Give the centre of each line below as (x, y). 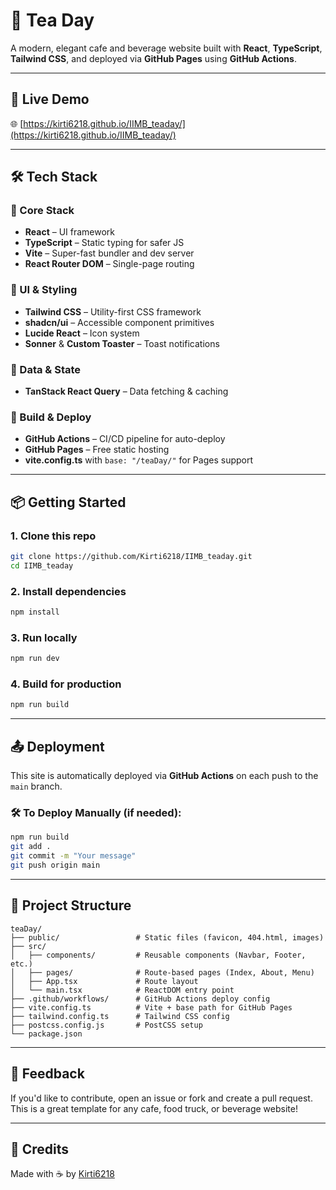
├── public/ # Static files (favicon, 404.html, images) (167, 937)
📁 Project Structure (71, 905)
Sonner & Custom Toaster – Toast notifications (122, 343)
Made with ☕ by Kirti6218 (62, 1174)
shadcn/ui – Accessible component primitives (119, 322)
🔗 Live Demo (50, 99)
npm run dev (35, 659)
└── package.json (46, 1034)
